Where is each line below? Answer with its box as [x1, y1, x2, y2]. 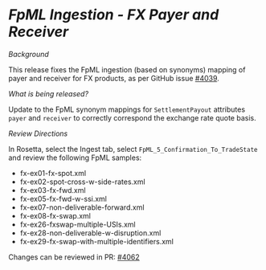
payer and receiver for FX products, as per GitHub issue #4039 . [8, 73, 219, 83]
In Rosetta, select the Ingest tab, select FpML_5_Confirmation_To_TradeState [8, 144, 258, 153]
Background [8, 49, 50, 59]
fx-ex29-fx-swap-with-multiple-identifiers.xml [19, 236, 174, 246]
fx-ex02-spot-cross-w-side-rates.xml [19, 177, 146, 186]
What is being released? [8, 88, 89, 98]
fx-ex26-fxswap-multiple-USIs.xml [19, 219, 136, 229]
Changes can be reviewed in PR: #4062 [8, 252, 141, 262]
